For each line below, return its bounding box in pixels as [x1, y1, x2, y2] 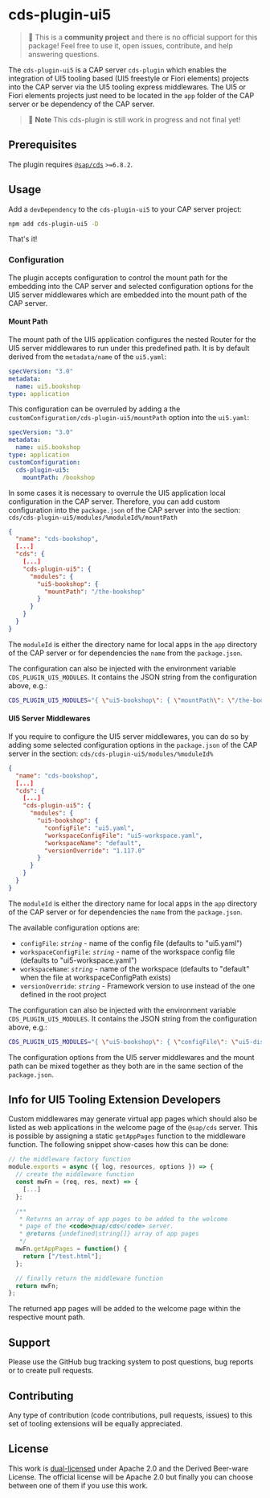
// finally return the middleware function [15, 1274, 163, 1282]
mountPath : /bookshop [22, 473, 95, 481]
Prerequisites [8, 138, 77, 152]
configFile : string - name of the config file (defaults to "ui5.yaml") [19, 938, 243, 947]
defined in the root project [19, 989, 107, 999]
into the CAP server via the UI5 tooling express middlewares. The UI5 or [8, 82, 247, 92]
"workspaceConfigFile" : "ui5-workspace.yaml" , [43, 832, 203, 840]
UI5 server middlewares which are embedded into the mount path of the [8, 290, 247, 299]
